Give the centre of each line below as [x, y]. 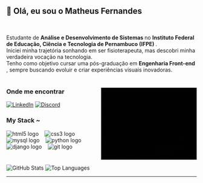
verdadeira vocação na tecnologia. [49, 57]
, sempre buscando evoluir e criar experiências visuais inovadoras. [89, 70]
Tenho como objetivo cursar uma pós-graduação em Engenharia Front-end [101, 63]
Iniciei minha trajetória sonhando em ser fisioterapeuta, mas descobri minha [101, 50]
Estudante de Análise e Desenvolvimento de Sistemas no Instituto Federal [100, 38]
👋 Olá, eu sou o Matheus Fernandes [74, 11]
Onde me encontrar [35, 91]
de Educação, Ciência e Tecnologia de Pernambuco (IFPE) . [82, 44]
